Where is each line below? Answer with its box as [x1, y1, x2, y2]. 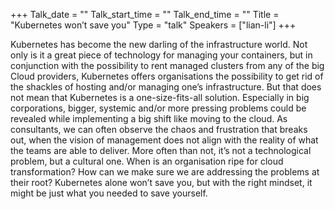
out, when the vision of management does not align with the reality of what [10, 134, 319, 146]
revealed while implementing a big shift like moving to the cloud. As [10, 113, 288, 124]
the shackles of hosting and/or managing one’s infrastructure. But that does [10, 81, 322, 93]
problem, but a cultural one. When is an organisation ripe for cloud [10, 155, 284, 167]
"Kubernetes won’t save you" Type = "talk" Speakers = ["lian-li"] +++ [10, 19, 297, 31]
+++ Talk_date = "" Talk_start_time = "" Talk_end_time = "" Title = [10, 9, 280, 20]
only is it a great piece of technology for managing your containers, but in [10, 49, 313, 61]
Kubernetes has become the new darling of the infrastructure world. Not [10, 39, 308, 50]
